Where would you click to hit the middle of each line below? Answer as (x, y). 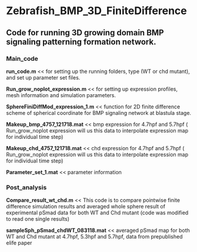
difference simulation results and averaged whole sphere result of (86, 207)
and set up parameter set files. (43, 77)
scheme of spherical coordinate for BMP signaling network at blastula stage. (99, 112)
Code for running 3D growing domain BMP (85, 33)
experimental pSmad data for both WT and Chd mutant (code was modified (97, 213)
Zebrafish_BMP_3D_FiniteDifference (96, 11)
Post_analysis (26, 187)
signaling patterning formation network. (81, 42)
